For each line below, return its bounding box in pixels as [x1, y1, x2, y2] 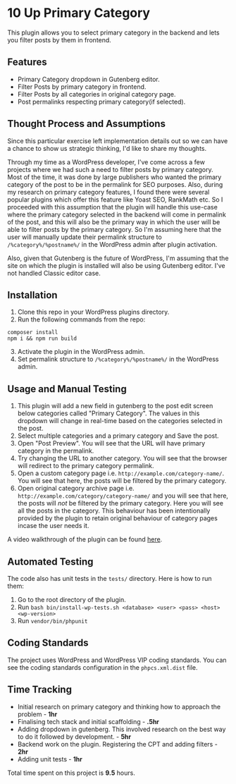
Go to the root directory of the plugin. [17, 596, 126, 604]
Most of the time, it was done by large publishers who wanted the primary [7, 173, 222, 181]
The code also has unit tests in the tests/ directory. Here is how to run [7, 575, 213, 582]
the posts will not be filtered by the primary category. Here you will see [17, 499, 224, 508]
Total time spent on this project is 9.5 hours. [7, 768, 135, 777]
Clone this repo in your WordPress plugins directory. [17, 308, 170, 317]
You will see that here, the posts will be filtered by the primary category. [17, 477, 227, 485]
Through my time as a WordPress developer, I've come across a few [7, 157, 206, 166]
